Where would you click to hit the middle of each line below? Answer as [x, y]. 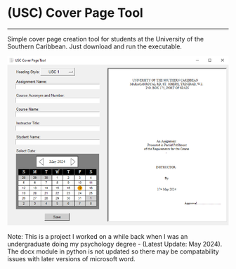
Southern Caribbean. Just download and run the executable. [95, 46]
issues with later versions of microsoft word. [71, 259]
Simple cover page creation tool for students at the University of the [106, 39]
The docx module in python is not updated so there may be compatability [113, 251]
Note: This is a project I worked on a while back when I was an [98, 237]
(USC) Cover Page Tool [76, 13]
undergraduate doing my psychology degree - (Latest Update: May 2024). [115, 244]
